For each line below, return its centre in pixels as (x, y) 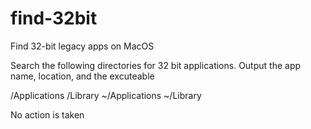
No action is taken (47, 114)
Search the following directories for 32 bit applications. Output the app (156, 65)
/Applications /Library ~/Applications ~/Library (106, 95)
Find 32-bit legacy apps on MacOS (82, 46)
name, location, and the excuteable (82, 76)
